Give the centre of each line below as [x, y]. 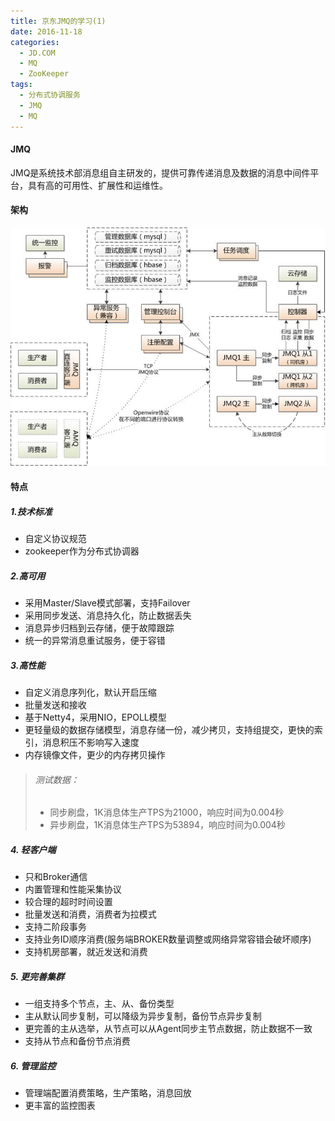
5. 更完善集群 [37, 976]
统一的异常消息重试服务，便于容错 [95, 641]
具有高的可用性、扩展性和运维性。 [97, 185]
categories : [35, 42]
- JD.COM [37, 53]
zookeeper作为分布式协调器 [82, 551]
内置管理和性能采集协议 [73, 889]
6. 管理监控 [33, 1066]
